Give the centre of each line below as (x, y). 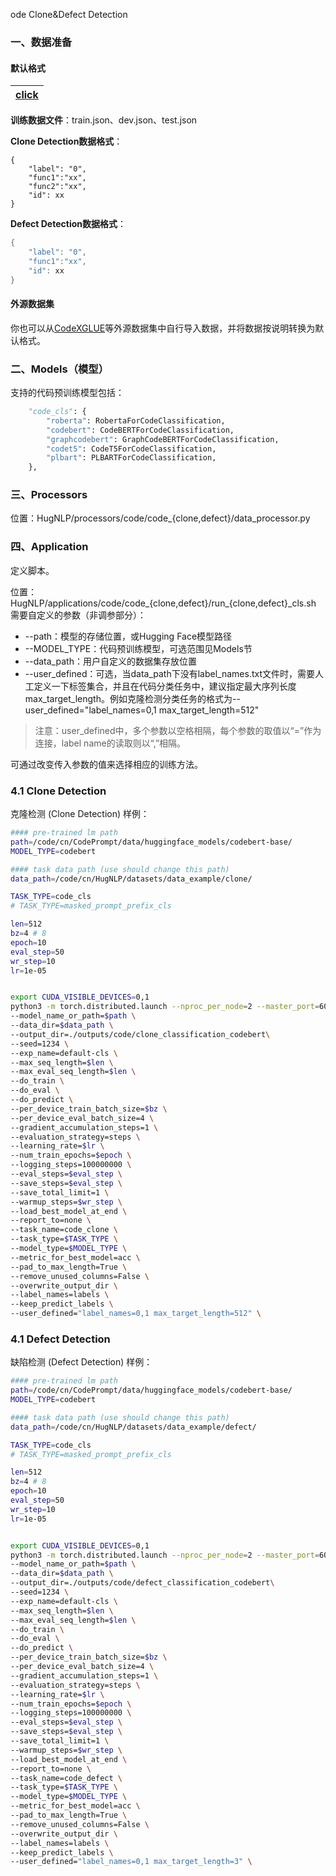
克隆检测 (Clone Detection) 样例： (80, 814)
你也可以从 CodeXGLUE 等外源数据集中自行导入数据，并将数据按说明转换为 (163, 328)
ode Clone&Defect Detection (69, 14)
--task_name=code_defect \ (66, 1778)
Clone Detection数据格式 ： (66, 141)
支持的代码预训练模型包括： (67, 392)
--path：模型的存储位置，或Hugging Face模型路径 (128, 636)
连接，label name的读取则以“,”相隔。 (110, 743)
